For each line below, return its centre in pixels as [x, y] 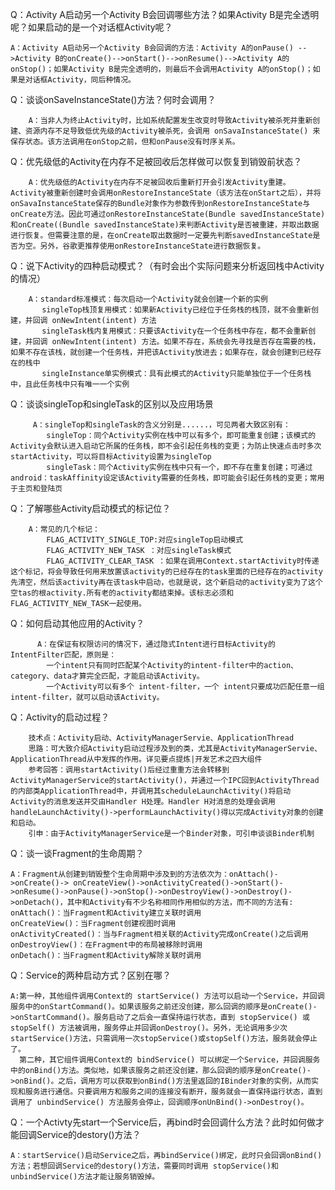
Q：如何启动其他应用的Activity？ [77, 623]
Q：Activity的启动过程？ [60, 717]
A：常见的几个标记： [64, 529]
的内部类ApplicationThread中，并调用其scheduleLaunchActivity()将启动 [151, 791]
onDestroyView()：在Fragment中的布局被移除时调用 [106, 945]
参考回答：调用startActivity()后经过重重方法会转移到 [129, 770]
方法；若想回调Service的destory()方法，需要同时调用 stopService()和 [144, 1166]
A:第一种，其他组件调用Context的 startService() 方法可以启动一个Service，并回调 [167, 996]
